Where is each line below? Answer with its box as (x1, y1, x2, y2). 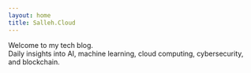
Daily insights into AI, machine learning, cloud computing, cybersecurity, (8, 49, 244, 58)
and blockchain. (8, 57, 61, 67)
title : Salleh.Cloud (8, 19, 77, 27)
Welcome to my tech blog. (8, 40, 93, 49)
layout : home (8, 11, 51, 20)
